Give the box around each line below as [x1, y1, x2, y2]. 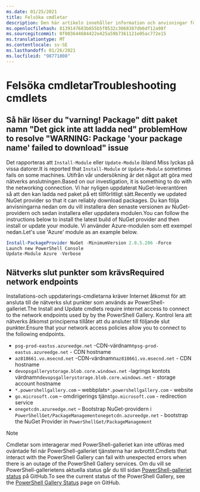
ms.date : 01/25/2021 [6, 8, 58, 15]
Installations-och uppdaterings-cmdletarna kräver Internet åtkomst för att [6, 292, 186, 300]
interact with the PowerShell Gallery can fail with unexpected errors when [6, 454, 186, 461]
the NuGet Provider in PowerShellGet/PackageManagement [14, 418, 152, 425]
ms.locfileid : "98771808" [6, 53, 70, 59]
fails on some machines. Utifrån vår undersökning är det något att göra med [6, 171, 192, 179]
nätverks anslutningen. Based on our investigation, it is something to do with [6, 178, 192, 185]
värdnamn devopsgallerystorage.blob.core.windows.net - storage [14, 373, 176, 381]
